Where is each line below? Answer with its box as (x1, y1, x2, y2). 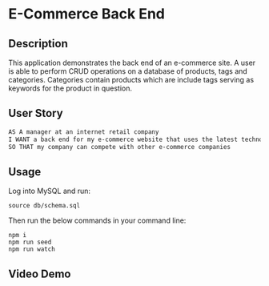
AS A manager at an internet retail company (8, 127, 159, 136)
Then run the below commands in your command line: (8, 216, 187, 225)
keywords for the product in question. (8, 83, 133, 93)
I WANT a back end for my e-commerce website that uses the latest (8, 135, 239, 143)
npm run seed (8, 238, 52, 247)
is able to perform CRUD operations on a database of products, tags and (8, 66, 248, 76)
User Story (8, 107, 63, 120)
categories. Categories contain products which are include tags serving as (8, 75, 255, 84)
